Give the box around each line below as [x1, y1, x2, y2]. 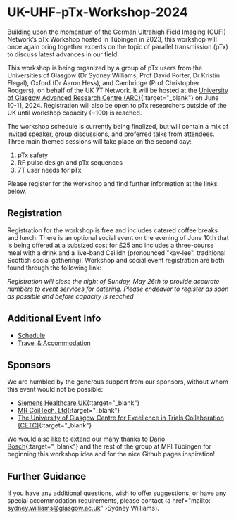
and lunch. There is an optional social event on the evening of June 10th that [7, 233, 229, 242]
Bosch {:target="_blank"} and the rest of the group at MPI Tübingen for [7, 442, 211, 451]
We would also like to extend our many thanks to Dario [7, 434, 166, 444]
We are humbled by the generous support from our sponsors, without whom [7, 377, 229, 386]
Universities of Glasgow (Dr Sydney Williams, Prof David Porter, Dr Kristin [7, 71, 221, 80]
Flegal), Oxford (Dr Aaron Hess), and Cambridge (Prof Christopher [7, 78, 200, 87]
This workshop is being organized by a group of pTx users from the [7, 63, 203, 72]
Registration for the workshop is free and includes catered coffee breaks [7, 226, 218, 235]
